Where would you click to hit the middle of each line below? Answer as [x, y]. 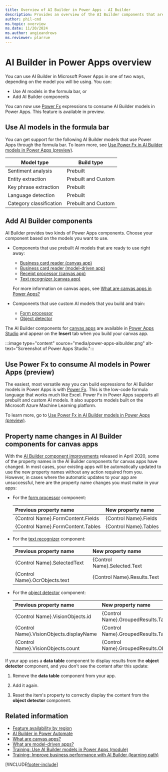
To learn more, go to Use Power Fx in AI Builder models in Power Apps [77, 415]
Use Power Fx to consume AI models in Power [78, 364]
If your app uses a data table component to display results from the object [82, 661]
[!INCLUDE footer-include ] [32, 764]
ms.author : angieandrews [31, 33]
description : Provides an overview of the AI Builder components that [80, 14]
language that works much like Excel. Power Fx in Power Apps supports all [82, 395]
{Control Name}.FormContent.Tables [58, 526]
